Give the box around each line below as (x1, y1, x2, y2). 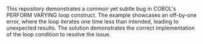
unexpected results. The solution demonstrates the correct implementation (6, 24, 195, 31)
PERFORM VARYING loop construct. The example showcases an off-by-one (6, 11, 197, 19)
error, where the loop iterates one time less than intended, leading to (6, 18, 179, 25)
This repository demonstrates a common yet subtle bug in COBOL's (6, 5, 176, 12)
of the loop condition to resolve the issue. (6, 31, 111, 38)
